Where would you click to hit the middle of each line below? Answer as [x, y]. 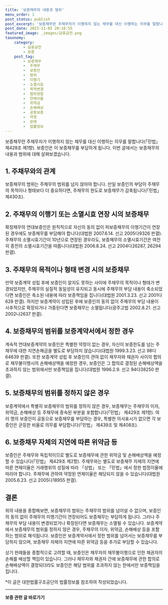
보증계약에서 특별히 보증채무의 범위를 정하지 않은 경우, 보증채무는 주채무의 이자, [82, 406]
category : [24, 43]
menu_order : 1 [20, 15]
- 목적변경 [33, 89]
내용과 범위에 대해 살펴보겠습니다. [38, 154]
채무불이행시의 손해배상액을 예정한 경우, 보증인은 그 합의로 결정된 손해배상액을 [86, 363]
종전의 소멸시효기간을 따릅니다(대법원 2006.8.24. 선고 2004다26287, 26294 [85, 246]
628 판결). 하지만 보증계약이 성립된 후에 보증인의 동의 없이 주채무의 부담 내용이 [82, 301]
